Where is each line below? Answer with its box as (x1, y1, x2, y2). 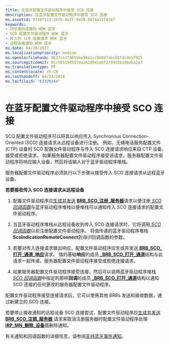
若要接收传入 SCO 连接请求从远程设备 (5, 187, 84, 193)
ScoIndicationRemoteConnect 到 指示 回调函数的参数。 (12, 234, 128, 240)
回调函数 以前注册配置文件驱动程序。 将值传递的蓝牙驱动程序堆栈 (12, 227, 149, 234)
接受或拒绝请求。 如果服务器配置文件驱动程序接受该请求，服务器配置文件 (5, 152, 159, 158)
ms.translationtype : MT (5, 64, 56, 70)
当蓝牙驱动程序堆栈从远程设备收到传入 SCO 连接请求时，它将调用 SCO (12, 221, 161, 227)
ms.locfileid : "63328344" (5, 79, 60, 84)
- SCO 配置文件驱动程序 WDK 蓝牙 (5, 31, 69, 36)
